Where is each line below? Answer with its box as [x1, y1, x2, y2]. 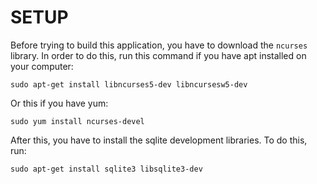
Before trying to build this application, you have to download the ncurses [10, 39, 308, 51]
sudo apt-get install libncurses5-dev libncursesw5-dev [10, 79, 248, 90]
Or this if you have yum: [10, 97, 109, 109]
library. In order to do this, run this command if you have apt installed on [10, 49, 307, 61]
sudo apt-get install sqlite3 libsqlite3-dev [10, 164, 203, 174]
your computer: [10, 60, 74, 72]
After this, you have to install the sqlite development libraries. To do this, [10, 134, 308, 146]
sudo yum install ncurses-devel [10, 116, 145, 126]
